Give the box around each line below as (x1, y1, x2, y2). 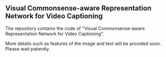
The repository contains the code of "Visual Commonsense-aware (5, 25, 145, 31)
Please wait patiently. (5, 45, 50, 52)
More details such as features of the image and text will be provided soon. (5, 40, 161, 46)
